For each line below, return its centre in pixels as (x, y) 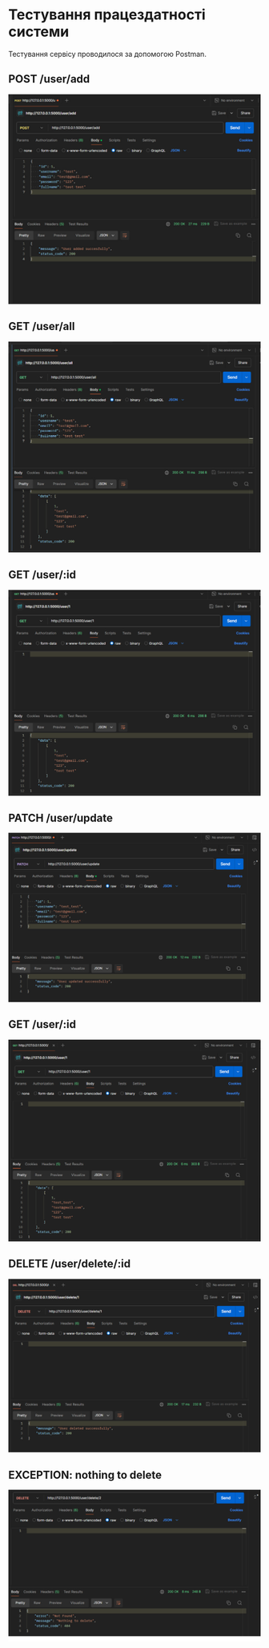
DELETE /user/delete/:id (69, 1264)
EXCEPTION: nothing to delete (85, 1475)
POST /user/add (49, 79)
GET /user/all (42, 326)
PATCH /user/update (61, 818)
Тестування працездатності (107, 15)
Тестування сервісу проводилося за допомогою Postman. (107, 54)
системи (39, 32)
